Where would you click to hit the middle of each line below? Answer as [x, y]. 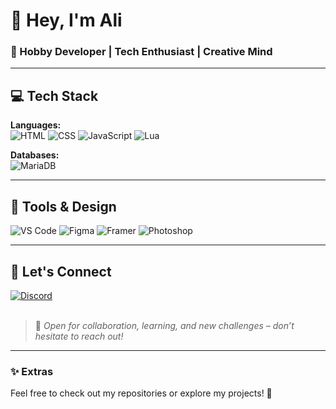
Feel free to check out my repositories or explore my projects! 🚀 [141, 393]
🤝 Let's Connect [61, 271]
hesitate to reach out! [79, 336]
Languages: [36, 125]
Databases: [35, 155]
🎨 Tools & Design [63, 206]
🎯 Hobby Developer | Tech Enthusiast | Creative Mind [141, 52]
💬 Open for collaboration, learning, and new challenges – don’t [164, 325]
